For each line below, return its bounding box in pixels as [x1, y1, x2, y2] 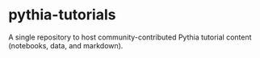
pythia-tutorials [8, 6, 116, 24]
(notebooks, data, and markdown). [8, 40, 124, 50]
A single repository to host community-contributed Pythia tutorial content [8, 32, 252, 42]
